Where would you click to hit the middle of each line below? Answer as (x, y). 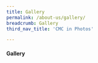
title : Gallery (26, 12)
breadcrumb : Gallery (33, 23)
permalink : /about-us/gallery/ (46, 18)
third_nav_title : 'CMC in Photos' (50, 29)
